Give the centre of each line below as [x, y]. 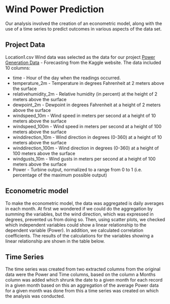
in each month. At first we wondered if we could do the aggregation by [79, 208]
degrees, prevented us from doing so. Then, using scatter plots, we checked [85, 219]
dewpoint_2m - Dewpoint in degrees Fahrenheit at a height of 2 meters [87, 105]
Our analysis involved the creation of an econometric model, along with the [84, 23]
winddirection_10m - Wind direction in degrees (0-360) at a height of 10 [87, 137]
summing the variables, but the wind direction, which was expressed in [79, 214]
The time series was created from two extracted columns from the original [83, 269]
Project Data [25, 45]
